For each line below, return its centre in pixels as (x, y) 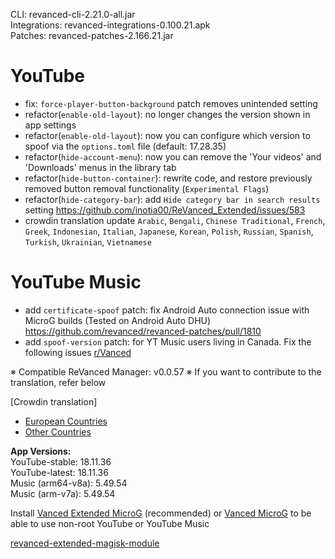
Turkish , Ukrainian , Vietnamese (88, 241)
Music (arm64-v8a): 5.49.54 (69, 483)
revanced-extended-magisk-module (85, 543)
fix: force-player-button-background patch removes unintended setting (171, 103)
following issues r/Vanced (78, 352)
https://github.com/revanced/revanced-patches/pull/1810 (143, 331)
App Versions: (41, 451)
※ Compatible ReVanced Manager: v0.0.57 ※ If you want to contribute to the (166, 371)
